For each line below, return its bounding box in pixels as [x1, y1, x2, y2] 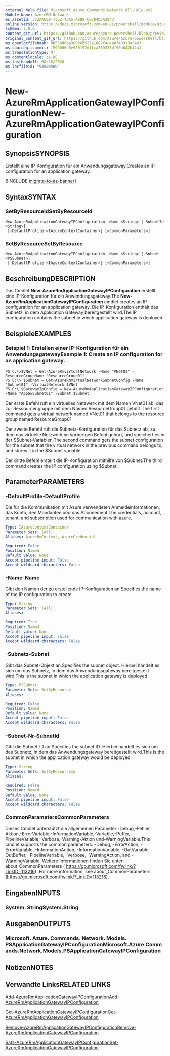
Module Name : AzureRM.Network [5, 12, 69, 17]
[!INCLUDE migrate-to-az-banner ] [5, 178, 76, 184]
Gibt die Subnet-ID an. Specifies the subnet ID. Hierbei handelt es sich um [5, 744, 158, 750]
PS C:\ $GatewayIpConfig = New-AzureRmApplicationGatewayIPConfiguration [5, 386, 164, 391]
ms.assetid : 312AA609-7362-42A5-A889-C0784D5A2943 [5, 17, 114, 22]
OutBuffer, [5, 852, 27, 859]
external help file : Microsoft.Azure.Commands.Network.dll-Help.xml [5, 7, 153, 13]
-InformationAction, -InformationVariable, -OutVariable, [35, 847, 150, 853]
